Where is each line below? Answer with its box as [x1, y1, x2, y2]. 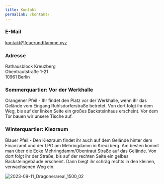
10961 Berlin [5, 74, 30, 80]
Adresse [5, 52, 26, 59]
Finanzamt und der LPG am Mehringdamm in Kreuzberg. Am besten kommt [5, 142, 159, 148]
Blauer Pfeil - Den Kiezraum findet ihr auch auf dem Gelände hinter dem [5, 137, 153, 143]
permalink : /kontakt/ [5, 12, 50, 17]
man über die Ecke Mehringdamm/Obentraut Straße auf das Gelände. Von [5, 148, 157, 154]
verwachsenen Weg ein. [5, 164, 55, 170]
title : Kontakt [5, 7, 37, 12]
